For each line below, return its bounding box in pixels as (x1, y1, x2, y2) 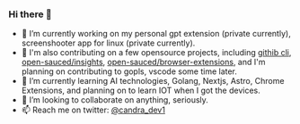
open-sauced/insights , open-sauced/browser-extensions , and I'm (21, 57, 266, 68)
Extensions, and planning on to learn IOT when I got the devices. (21, 85, 261, 96)
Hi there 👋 (8, 8, 53, 21)
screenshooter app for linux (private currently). (21, 37, 196, 48)
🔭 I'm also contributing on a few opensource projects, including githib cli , (21, 47, 292, 58)
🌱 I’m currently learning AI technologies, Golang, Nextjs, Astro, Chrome (21, 76, 285, 87)
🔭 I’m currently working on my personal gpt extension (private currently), (21, 29, 291, 39)
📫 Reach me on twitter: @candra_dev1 (21, 104, 165, 115)
